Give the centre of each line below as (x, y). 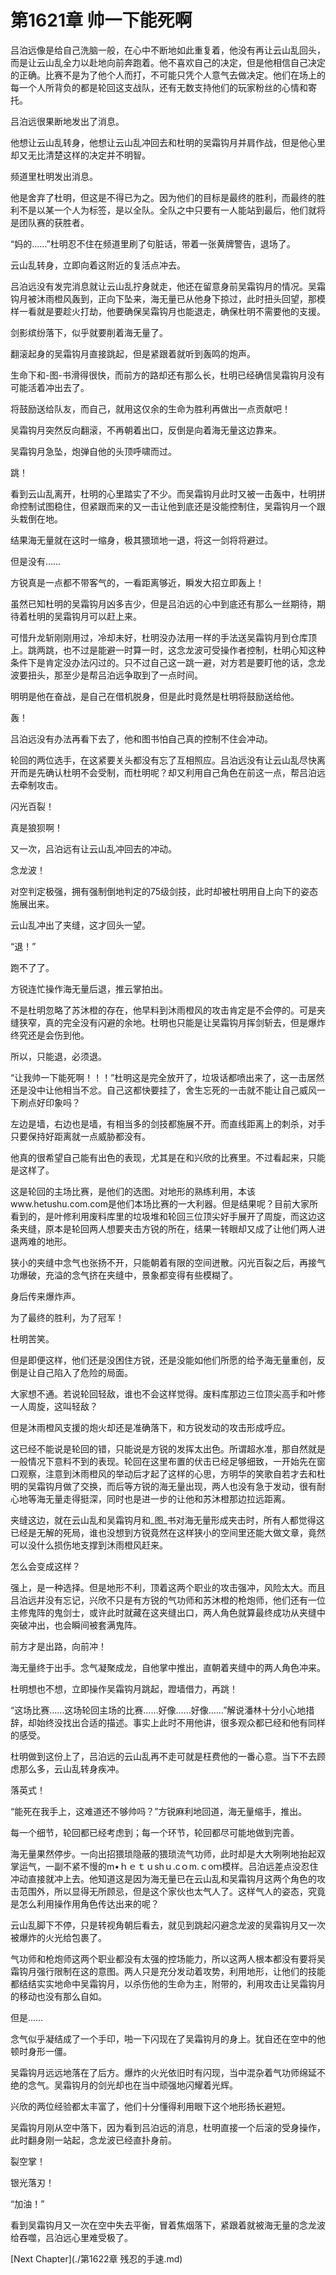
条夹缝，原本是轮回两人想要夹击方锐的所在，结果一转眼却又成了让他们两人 (163, 1228)
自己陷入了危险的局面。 (84, 1372)
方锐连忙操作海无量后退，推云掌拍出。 (89, 988)
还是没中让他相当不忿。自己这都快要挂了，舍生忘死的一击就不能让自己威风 (163, 1090)
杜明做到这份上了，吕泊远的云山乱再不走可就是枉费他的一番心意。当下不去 (163, 1756)
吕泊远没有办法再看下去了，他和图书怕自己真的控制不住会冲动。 (141, 738)
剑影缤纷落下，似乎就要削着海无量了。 (89, 332)
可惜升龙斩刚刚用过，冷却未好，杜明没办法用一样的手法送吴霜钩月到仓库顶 (163, 637)
